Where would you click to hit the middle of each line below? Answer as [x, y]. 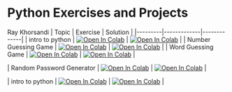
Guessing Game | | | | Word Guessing [110, 47]
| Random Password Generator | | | [107, 68]
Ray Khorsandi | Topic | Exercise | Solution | [70, 32]
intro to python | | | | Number [120, 39]
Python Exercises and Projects [98, 13]
